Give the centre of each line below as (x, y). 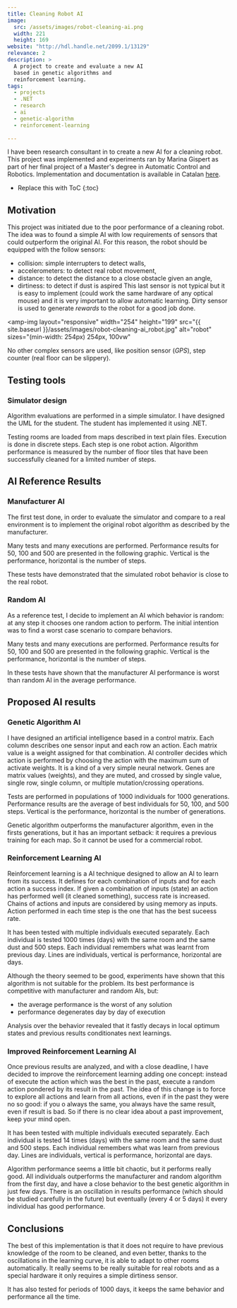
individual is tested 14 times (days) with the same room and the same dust (115, 1140)
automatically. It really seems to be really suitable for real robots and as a (114, 1268)
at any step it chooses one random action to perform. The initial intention (113, 623)
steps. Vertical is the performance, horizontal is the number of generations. (116, 811)
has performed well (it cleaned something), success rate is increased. (109, 896)
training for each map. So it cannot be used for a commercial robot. (105, 840)
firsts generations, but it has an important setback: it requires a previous (112, 832)
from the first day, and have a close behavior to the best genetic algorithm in (119, 1184)
